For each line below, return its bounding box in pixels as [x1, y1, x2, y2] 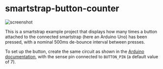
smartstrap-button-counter [5, 3, 119, 14]
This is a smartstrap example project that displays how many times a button [5, 28, 158, 34]
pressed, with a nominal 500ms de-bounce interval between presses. [5, 39, 145, 45]
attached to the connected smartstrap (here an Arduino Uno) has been [5, 34, 147, 40]
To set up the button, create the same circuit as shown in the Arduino [5, 48, 144, 54]
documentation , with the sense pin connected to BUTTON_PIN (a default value [5, 53, 159, 59]
